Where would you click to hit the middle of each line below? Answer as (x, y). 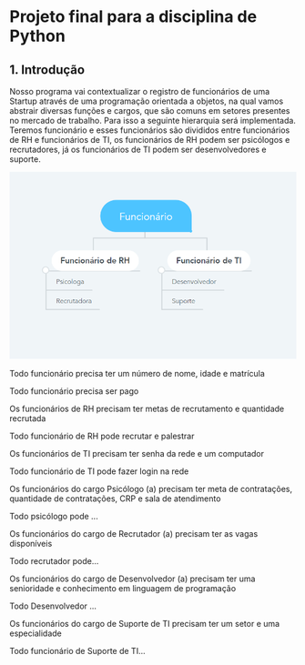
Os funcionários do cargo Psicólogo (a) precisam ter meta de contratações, (151, 489)
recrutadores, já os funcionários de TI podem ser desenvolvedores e (138, 149)
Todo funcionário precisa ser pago (74, 391)
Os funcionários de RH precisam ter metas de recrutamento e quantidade (147, 409)
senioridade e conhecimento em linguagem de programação (123, 589)
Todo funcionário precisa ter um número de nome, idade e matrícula (137, 374)
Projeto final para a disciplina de (133, 17)
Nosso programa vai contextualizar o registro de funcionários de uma (140, 91)
